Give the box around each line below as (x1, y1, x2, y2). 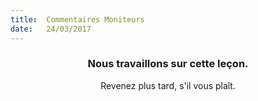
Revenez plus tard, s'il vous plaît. (100, 79, 236, 91)
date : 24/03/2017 (10, 24, 92, 34)
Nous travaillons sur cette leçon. (87, 57, 249, 71)
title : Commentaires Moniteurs (10, 14, 145, 25)
